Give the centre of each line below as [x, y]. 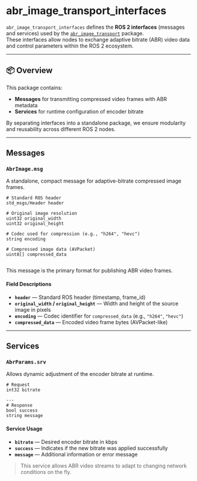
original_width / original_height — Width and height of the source [96, 303]
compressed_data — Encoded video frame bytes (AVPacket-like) [91, 322]
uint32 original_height [35, 224]
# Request [18, 385]
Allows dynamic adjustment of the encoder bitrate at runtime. [80, 374]
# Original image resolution [42, 213]
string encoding [26, 239]
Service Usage [24, 428]
